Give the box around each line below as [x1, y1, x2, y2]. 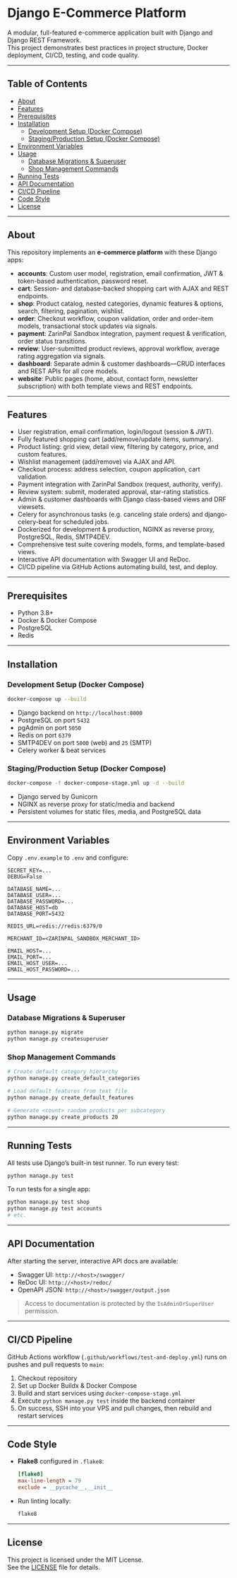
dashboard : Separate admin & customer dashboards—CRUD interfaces [17, 359, 226, 368]
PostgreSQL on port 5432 [17, 715, 90, 724]
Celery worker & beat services [17, 746, 106, 754]
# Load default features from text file [7, 1087, 128, 1095]
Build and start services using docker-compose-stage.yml [17, 1389, 182, 1397]
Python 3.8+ [17, 609, 54, 617]
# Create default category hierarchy [7, 1068, 119, 1075]
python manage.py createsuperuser [7, 1036, 109, 1043]
